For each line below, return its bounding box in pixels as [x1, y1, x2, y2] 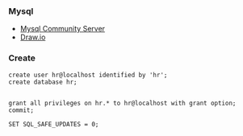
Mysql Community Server [19, 24, 106, 34]
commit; [8, 106, 35, 114]
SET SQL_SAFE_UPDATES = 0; [8, 120, 99, 128]
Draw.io [19, 32, 46, 42]
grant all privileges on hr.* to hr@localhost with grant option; [8, 99, 237, 107]
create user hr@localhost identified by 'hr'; [8, 71, 168, 79]
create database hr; [8, 78, 78, 86]
